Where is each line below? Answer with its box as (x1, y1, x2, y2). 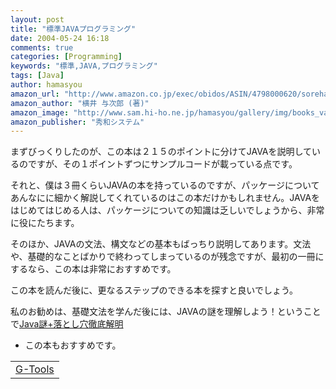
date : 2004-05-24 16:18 (10, 33, 110, 43)
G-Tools (15, 362, 55, 376)
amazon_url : (10, 89, 60, 99)
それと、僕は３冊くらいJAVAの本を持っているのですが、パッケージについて (10, 179, 320, 191)
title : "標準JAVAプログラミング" (10, 24, 137, 34)
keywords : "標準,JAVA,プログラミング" (10, 61, 158, 71)
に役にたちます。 (10, 217, 80, 229)
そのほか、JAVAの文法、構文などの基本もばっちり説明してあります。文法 (10, 238, 312, 250)
